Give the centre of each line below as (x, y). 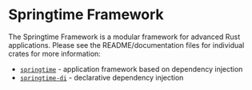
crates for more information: (55, 53)
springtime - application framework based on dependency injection (131, 68)
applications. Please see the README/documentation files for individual (126, 45)
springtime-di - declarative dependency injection (102, 77)
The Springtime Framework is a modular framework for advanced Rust (124, 37)
